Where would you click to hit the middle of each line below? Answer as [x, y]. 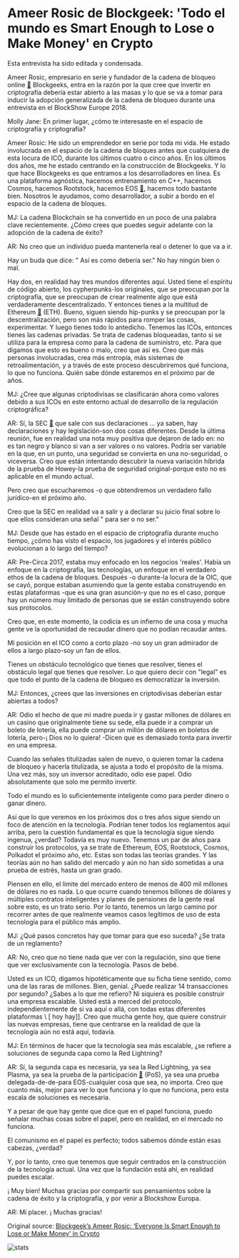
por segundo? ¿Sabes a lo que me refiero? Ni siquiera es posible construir [116, 994]
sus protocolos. [30, 607]
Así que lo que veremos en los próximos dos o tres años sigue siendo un [114, 817]
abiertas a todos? [33, 701]
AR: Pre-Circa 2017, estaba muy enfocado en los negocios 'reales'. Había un [119, 561]
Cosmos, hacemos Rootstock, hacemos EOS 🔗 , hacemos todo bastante [112, 188]
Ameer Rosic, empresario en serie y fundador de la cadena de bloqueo [112, 77]
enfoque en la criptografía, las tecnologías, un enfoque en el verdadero [112, 569]
